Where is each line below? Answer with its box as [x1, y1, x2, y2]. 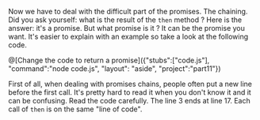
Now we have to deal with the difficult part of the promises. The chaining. [8, 7, 248, 16]
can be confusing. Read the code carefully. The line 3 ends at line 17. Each [8, 96, 251, 105]
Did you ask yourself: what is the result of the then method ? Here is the [8, 15, 243, 24]
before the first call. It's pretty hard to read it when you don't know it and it [8, 88, 251, 97]
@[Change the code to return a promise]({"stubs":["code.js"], [8, 55, 210, 65]
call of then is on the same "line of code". [8, 104, 143, 114]
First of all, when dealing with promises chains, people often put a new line [8, 79, 252, 88]
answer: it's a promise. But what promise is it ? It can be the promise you [8, 24, 246, 32]
